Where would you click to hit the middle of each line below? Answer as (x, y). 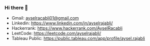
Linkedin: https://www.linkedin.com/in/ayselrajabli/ (62, 23)
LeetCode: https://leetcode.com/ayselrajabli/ (56, 34)
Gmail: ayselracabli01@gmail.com (45, 18)
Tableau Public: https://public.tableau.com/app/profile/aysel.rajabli (78, 38)
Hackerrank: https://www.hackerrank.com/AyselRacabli (67, 28)
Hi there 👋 (17, 8)
